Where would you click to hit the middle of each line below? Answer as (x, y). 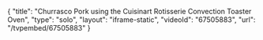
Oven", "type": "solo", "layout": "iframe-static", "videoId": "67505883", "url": (131, 20)
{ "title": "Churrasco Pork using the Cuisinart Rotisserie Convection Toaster (130, 11)
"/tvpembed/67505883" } (49, 28)
